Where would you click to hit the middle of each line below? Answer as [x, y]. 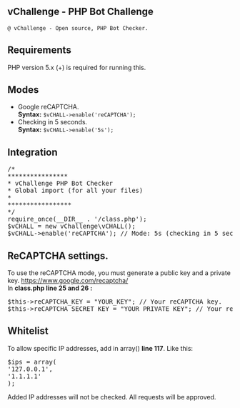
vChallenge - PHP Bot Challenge [80, 12]
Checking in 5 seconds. [52, 122]
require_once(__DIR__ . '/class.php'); [77, 219]
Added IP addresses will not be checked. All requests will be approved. [112, 397]
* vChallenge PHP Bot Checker [60, 184]
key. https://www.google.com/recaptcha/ [68, 281]
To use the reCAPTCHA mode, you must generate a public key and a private [119, 273]
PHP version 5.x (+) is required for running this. [77, 67]
